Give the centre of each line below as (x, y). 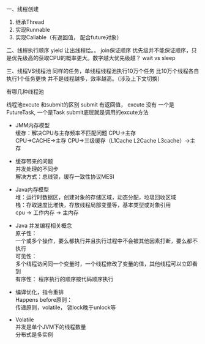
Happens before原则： (44, 300)
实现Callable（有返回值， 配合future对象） (69, 37)
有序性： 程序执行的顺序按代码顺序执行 (64, 279)
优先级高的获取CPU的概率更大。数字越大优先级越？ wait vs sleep (93, 58)
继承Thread (30, 22)
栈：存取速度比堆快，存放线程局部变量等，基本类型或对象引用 (93, 205)
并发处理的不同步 (37, 169)
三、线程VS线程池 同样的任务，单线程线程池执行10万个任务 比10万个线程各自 (103, 71)
